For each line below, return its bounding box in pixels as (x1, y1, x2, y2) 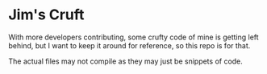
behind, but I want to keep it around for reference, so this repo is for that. (8, 40, 251, 50)
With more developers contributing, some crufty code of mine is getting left (8, 32, 260, 42)
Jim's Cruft (8, 6, 85, 24)
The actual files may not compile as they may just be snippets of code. (8, 56, 244, 66)
